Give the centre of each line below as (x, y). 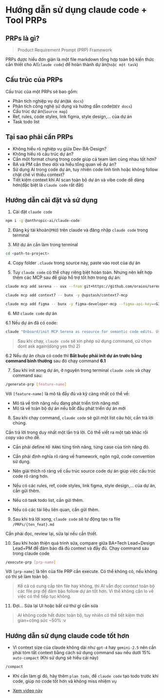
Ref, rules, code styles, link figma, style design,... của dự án (72, 116)
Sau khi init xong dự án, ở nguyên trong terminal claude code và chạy (82, 370)
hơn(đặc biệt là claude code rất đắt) (48, 185)
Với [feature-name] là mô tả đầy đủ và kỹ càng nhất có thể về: (68, 393)
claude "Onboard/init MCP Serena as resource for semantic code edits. (80, 331)
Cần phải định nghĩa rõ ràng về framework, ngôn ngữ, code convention (84, 456)
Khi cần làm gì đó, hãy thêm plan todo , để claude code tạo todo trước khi (85, 676)
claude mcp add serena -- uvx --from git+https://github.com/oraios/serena (84, 287)
